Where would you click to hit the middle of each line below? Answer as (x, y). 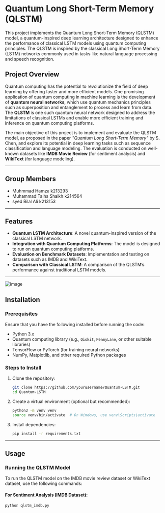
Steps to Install (23, 367)
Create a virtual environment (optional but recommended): (71, 402)
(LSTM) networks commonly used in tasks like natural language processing (81, 54)
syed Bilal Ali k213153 (34, 201)
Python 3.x (23, 334)
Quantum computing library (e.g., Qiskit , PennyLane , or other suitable (82, 339)
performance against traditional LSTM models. (59, 270)
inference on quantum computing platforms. (50, 123)
